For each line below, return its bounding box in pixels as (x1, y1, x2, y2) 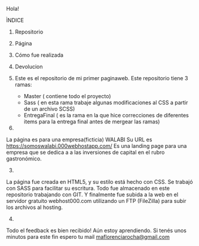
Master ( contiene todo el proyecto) (23, 93, 112, 99)
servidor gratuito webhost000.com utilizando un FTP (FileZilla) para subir (6, 198, 186, 204)
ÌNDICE (6, 17, 24, 23)
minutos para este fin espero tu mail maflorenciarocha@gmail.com (6, 233, 170, 240)
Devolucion (14, 63, 43, 70)
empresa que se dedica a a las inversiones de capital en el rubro (6, 149, 165, 156)
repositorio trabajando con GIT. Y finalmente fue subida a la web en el (6, 191, 179, 198)
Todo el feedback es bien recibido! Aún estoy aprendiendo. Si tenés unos (6, 227, 187, 234)
